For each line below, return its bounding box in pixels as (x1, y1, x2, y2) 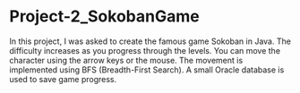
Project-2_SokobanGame (9, 6, 200, 27)
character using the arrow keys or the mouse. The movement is (9, 55, 244, 65)
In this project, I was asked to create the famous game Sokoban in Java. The (9, 36, 291, 46)
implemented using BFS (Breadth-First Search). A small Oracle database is (9, 64, 285, 75)
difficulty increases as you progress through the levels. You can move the (9, 45, 280, 55)
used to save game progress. (9, 73, 117, 84)
